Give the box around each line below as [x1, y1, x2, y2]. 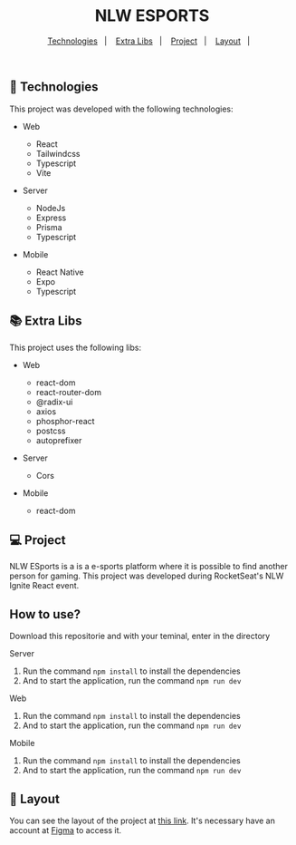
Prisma [35, 221, 62, 232]
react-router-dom [35, 386, 102, 397]
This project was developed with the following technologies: [9, 103, 234, 114]
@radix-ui [35, 396, 73, 407]
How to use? [9, 607, 81, 622]
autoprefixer [35, 434, 82, 445]
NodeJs [35, 202, 66, 213]
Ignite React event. [9, 580, 80, 591]
